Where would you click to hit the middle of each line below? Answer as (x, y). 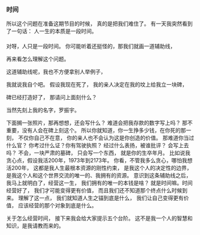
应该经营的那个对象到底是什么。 (57, 205)
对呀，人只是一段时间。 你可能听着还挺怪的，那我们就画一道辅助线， (91, 46)
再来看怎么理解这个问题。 (38, 59)
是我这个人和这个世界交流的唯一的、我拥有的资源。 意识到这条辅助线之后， (99, 175)
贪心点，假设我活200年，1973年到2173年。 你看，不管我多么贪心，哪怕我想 (99, 160)
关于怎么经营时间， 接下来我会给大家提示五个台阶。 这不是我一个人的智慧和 (99, 218)
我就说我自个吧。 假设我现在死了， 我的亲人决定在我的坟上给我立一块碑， (97, 84)
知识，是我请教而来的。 (35, 225)
